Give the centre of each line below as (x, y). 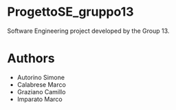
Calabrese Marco (42, 84)
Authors (31, 58)
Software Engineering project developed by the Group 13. (88, 31)
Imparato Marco (40, 99)
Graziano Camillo (41, 92)
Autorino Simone (41, 77)
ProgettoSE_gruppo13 (70, 12)
